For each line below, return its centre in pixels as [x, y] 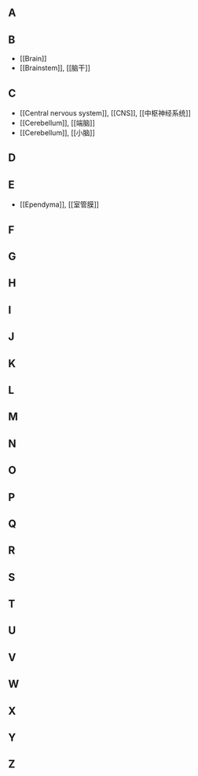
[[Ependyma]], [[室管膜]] [59, 204]
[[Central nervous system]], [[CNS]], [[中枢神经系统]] [105, 113]
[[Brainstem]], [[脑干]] [55, 68]
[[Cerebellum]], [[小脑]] [57, 133]
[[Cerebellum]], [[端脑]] [57, 123]
